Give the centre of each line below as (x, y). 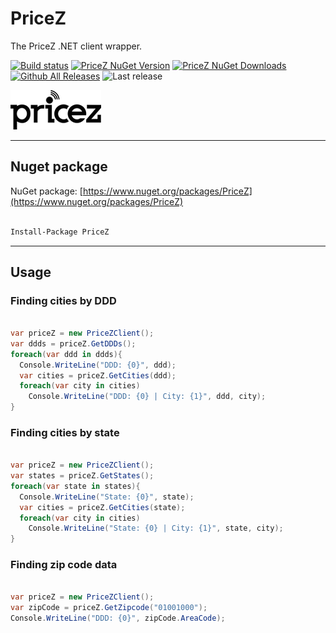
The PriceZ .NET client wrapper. (76, 46)
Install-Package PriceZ (60, 232)
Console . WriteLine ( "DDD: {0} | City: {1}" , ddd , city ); (147, 397)
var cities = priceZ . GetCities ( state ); (102, 507)
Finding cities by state (65, 432)
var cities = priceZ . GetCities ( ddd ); (98, 375)
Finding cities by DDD (63, 300)
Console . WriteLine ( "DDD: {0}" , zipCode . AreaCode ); (118, 618)
